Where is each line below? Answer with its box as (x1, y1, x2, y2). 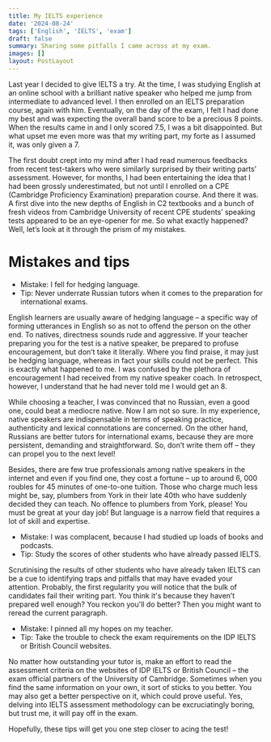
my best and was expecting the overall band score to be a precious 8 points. (8, 114, 264, 123)
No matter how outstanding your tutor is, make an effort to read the (8, 656, 232, 666)
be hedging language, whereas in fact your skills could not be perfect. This (8, 355, 259, 365)
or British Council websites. (19, 641, 112, 650)
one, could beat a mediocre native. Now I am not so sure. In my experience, (8, 405, 260, 415)
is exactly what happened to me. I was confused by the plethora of (8, 364, 231, 374)
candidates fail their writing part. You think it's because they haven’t (8, 590, 235, 600)
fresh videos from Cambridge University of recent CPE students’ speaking (8, 207, 256, 217)
